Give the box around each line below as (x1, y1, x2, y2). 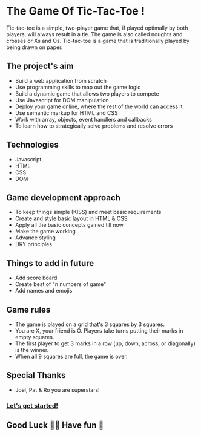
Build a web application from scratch (15, 77, 107, 84)
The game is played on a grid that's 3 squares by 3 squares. (15, 320, 165, 328)
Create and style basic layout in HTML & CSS (15, 215, 128, 222)
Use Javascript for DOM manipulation (15, 96, 109, 103)
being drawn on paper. (6, 44, 63, 51)
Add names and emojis (15, 287, 73, 294)
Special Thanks (6, 370, 66, 380)
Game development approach (6, 192, 121, 203)
